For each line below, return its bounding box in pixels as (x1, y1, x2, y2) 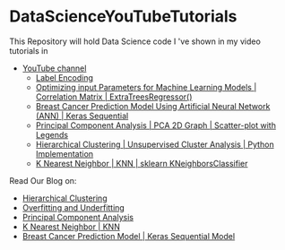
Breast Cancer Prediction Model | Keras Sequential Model (22, 230, 236, 241)
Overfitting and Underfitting (22, 202, 125, 212)
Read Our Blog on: (9, 175, 77, 185)
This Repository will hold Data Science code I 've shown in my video (9, 36, 262, 47)
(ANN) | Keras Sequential (35, 110, 129, 121)
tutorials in (9, 45, 48, 56)
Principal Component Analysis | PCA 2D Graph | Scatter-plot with (35, 119, 276, 131)
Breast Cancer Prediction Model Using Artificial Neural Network (35, 100, 271, 111)
